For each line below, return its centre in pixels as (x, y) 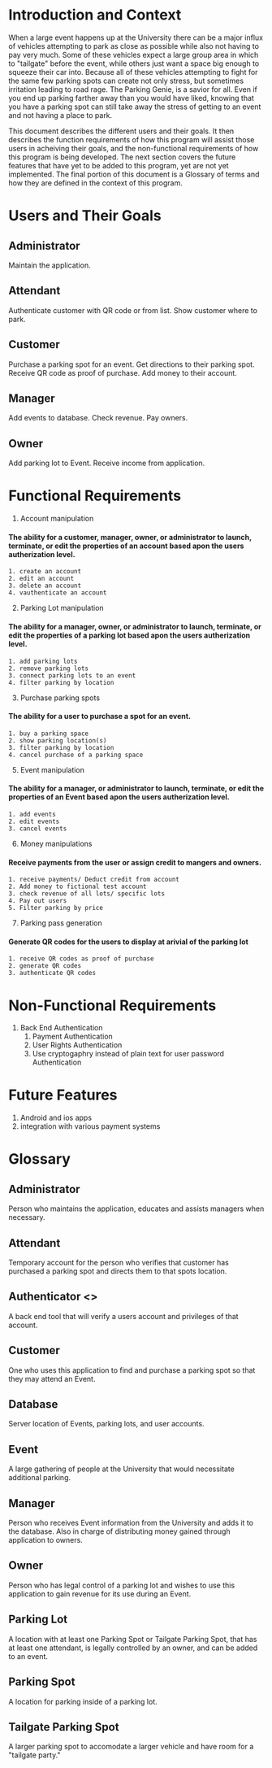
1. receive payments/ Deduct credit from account (94, 880)
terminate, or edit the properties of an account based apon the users (126, 546)
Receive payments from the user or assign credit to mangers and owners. (135, 862)
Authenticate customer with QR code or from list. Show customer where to (133, 310)
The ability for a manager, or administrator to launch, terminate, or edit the (136, 788)
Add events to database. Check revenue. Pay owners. (98, 418)
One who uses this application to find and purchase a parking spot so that (132, 1370)
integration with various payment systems (90, 1126)
